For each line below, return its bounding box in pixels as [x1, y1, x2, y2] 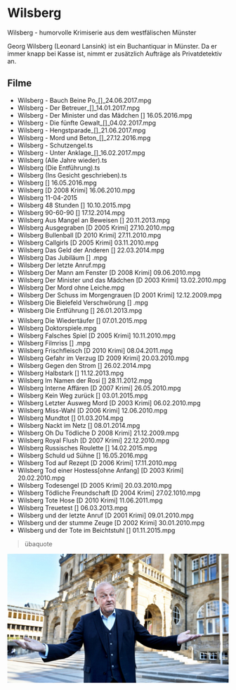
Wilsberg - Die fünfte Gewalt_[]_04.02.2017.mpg [17, 118, 157, 127]
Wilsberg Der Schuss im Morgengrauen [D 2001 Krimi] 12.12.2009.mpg [17, 290, 223, 299]
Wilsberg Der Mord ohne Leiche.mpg [17, 283, 125, 292]
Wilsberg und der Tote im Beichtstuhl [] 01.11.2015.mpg [17, 526, 176, 534]
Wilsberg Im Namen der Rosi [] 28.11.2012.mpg [17, 376, 152, 385]
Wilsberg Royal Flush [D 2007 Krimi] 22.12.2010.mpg [17, 436, 170, 445]
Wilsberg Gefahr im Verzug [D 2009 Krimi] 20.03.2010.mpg [17, 354, 190, 362]
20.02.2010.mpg [17, 474, 65, 482]
